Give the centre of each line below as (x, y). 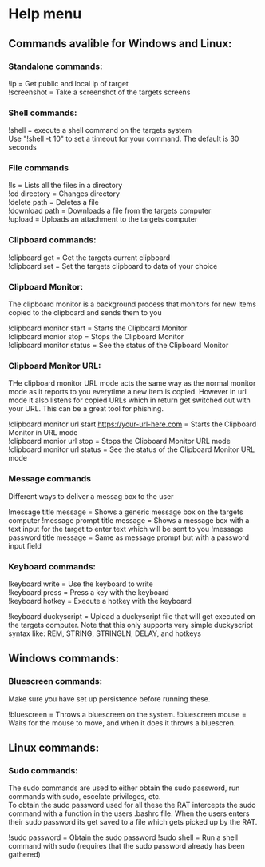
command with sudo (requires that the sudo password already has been (127, 846)
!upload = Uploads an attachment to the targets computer (103, 219)
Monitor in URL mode (43, 433)
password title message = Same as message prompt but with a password (129, 537)
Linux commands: (54, 748)
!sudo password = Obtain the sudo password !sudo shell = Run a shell (123, 837)
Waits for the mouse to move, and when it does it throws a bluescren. (122, 723)
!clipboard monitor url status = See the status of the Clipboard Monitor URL (132, 449)
